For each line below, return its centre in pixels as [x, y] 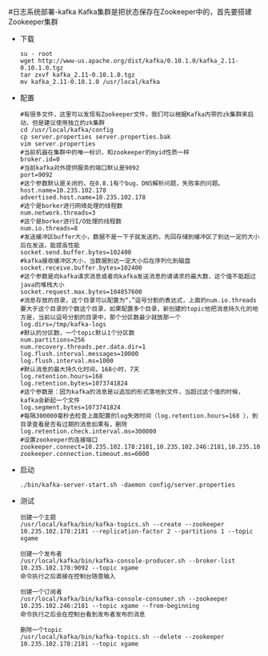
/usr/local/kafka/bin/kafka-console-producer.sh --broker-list [128, 561]
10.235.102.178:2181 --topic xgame [79, 644]
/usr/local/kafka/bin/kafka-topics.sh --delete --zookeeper [122, 637]
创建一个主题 [38, 518]
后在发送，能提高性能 [50, 246]
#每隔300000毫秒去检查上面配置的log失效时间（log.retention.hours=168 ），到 [139, 416]
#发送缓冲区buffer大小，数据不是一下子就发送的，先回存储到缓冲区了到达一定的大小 [140, 237]
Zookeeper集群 [33, 22]
